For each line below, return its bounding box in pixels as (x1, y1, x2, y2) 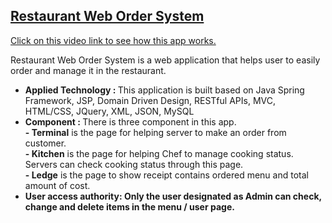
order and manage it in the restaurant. (10, 64, 167, 76)
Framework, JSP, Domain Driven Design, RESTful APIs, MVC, (24, 94, 276, 106)
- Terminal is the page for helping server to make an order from (24, 126, 287, 138)
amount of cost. (24, 179, 91, 191)
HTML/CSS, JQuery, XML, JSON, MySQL (24, 105, 195, 117)
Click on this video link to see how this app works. (10, 34, 217, 46)
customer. (24, 137, 67, 149)
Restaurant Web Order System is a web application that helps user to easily (10, 54, 321, 66)
